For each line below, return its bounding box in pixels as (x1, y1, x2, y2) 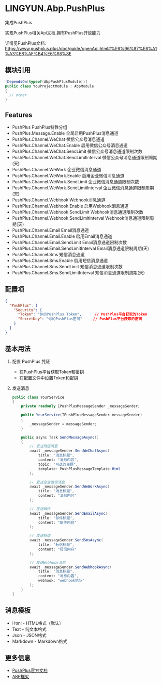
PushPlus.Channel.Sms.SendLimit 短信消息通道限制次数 (12, 263, 123, 269)
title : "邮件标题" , (38, 515, 74, 521)
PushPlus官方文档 (12, 668, 48, 673)
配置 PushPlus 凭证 (12, 358, 50, 364)
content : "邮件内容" (38, 520, 77, 525)
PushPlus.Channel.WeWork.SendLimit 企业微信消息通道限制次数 (12, 179, 139, 184)
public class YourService (12, 395, 64, 400)
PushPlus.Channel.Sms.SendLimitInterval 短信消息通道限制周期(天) (12, 270, 145, 276)
